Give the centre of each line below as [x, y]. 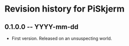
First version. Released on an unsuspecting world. [62, 38]
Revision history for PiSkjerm [64, 9]
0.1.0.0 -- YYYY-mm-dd [42, 27]
